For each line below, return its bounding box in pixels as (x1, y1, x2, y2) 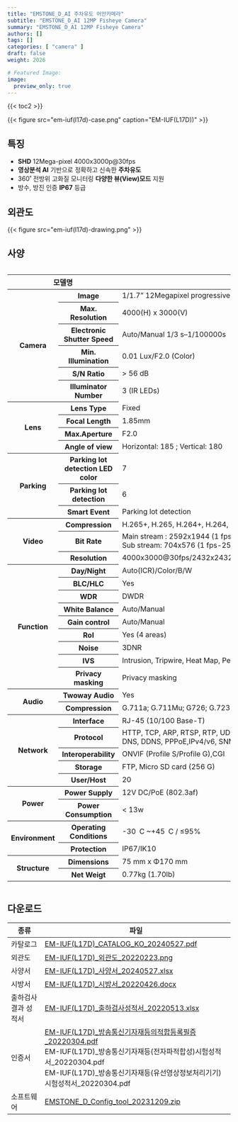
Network (18, 746, 48, 756)
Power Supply (64, 787, 113, 797)
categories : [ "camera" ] (7, 43, 84, 50)
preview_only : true (13, 82, 72, 89)
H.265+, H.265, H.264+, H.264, (121, 519, 229, 529)
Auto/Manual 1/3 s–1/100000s (121, 329, 227, 339)
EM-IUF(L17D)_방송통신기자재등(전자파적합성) (45, 1046, 196, 1056)
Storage (74, 762, 103, 772)
